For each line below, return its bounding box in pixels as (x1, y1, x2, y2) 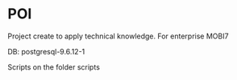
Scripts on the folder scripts (7, 62, 100, 72)
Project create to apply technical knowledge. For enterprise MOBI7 (7, 31, 229, 41)
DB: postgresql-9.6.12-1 (7, 46, 85, 56)
